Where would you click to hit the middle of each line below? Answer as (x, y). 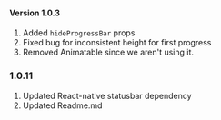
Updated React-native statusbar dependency (107, 95)
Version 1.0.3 (35, 13)
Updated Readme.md (62, 105)
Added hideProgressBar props (79, 33)
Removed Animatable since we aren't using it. (108, 52)
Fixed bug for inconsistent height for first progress (117, 43)
